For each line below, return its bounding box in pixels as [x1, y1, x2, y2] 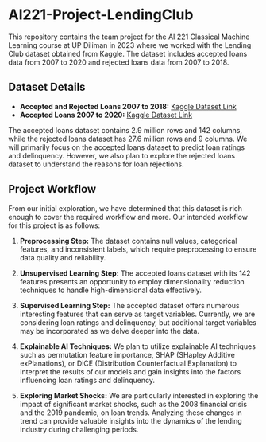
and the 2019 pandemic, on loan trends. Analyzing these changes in [19, 408, 242, 417]
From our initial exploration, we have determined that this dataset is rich [8, 203, 243, 213]
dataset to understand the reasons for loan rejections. [8, 159, 184, 169]
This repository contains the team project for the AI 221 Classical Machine [8, 32, 250, 41]
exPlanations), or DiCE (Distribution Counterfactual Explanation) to [19, 358, 237, 368]
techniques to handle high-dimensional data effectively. [19, 285, 202, 295]
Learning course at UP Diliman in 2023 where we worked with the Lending [8, 40, 252, 49]
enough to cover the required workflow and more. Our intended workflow [8, 212, 249, 221]
